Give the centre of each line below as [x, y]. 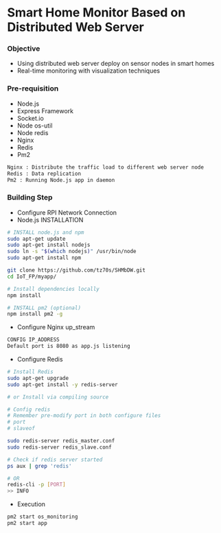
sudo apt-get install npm [44, 258]
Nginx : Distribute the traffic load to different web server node [106, 167]
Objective [24, 49]
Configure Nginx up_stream [56, 327]
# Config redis [29, 410]
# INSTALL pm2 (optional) [44, 308]
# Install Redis [30, 372]
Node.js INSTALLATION [50, 220]
